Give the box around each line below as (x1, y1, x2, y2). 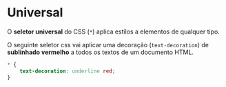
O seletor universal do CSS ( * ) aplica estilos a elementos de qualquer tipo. (7, 27, 220, 36)
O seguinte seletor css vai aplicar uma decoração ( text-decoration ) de (7, 40, 209, 49)
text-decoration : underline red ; (19, 67, 116, 75)
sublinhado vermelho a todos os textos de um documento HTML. (7, 48, 194, 56)
